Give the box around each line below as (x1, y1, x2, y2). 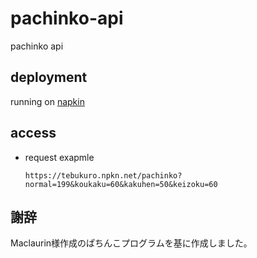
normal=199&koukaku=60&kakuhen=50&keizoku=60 (24, 179, 218, 189)
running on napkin (10, 95, 85, 107)
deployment (10, 69, 88, 86)
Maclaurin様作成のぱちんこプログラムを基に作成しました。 (10, 237, 253, 249)
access (10, 125, 57, 142)
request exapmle (24, 151, 95, 163)
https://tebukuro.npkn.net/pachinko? (24, 170, 183, 181)
